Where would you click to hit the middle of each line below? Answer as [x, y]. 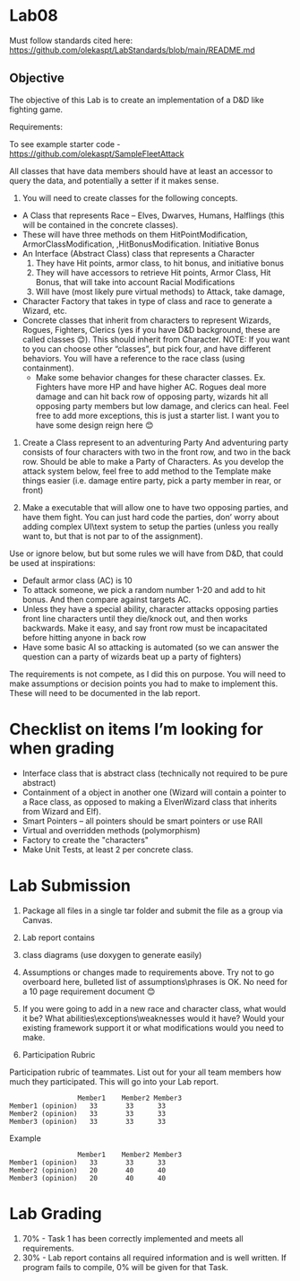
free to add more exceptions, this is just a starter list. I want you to [157, 415]
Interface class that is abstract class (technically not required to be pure [155, 773]
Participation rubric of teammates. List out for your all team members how [146, 1072]
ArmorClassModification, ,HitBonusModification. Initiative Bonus [141, 244]
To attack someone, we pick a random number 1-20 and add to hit [144, 589]
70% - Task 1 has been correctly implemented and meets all [133, 1238]
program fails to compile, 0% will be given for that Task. [125, 1267]
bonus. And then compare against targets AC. [107, 599]
